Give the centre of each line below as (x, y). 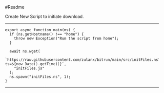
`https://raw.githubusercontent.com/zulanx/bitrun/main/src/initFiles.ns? (83, 60)
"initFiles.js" (29, 68)
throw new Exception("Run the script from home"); (66, 38)
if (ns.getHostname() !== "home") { (47, 34)
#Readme (15, 7)
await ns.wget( (25, 51)
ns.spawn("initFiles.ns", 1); (40, 77)
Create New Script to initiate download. (44, 16)
